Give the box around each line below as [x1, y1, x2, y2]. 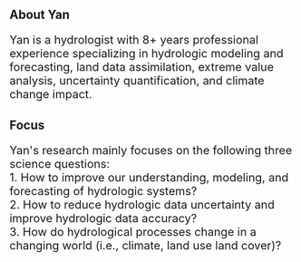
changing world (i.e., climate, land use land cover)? [9, 238, 282, 253]
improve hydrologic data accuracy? [9, 210, 198, 226]
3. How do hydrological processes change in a [9, 224, 257, 239]
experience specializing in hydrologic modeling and [9, 46, 284, 62]
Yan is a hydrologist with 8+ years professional [9, 33, 259, 48]
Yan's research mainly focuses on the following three [9, 142, 293, 158]
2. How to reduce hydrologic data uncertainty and [9, 197, 275, 212]
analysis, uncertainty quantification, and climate [9, 73, 265, 89]
